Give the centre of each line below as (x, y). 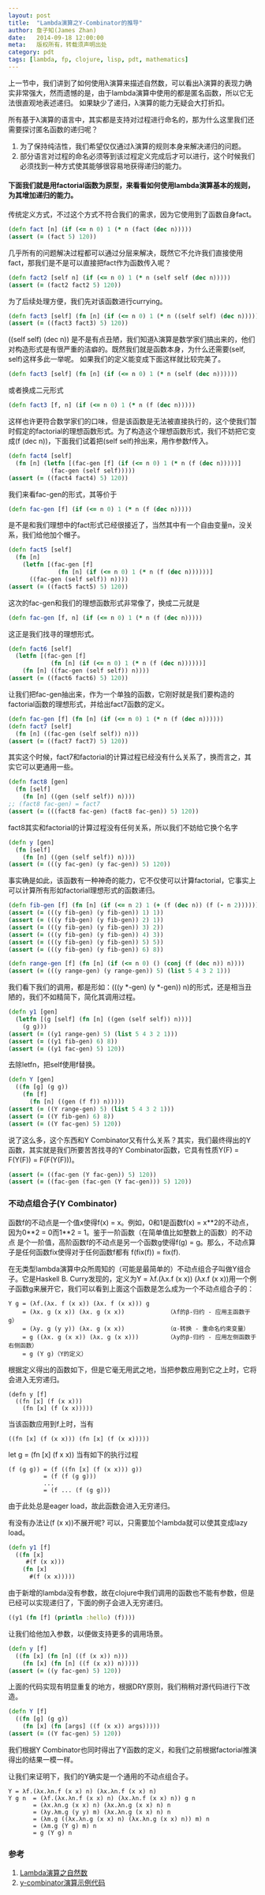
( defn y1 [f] (30, 1547)
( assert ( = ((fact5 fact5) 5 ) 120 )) (68, 587)
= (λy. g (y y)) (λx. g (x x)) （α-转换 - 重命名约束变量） (136, 1329)
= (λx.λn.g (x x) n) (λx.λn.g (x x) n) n (102, 1805)
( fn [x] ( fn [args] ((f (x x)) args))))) (91, 1727)
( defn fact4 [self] (40, 456)
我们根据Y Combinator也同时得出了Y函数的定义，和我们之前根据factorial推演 (132, 1750)
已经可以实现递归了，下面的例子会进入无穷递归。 (88, 1603)
